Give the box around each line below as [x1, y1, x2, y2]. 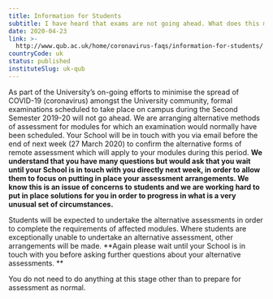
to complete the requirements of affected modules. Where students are [8, 223, 247, 233]
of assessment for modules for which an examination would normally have [8, 121, 258, 131]
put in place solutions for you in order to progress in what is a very [8, 190, 236, 200]
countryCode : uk [8, 50, 63, 58]
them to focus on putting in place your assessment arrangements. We [8, 173, 249, 183]
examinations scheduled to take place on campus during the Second [8, 104, 238, 114]
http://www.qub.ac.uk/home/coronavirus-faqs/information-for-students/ [15, 42, 264, 50]
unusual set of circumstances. [8, 199, 114, 209]
